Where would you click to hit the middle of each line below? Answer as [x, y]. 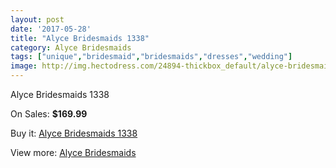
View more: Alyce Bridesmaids [73, 152]
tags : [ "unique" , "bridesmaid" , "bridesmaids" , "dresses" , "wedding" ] [151, 57]
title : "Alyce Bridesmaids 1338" [80, 38]
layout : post [37, 19]
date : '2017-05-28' [51, 29]
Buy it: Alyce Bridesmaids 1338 [74, 133]
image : [24, 66]
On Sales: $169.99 [49, 114]
